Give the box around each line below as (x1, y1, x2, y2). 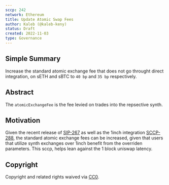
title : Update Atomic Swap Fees (5, 17, 74, 22)
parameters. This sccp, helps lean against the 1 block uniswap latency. (5, 145, 153, 152)
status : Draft (5, 26, 36, 31)
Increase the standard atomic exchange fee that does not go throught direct (5, 68, 164, 74)
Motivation (5, 116, 41, 125)
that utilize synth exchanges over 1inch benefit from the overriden (5, 140, 143, 146)
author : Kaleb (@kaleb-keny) (5, 21, 67, 27)
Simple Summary (5, 54, 61, 63)
